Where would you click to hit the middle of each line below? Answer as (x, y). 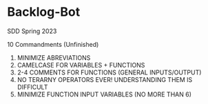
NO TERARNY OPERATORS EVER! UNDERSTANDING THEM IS (105, 79)
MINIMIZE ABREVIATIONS (54, 58)
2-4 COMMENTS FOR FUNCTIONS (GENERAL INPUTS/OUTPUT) (109, 72)
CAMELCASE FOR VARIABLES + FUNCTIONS (81, 65)
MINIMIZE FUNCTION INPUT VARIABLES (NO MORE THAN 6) (104, 94)
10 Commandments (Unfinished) (53, 44)
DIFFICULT (32, 87)
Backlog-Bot (44, 12)
